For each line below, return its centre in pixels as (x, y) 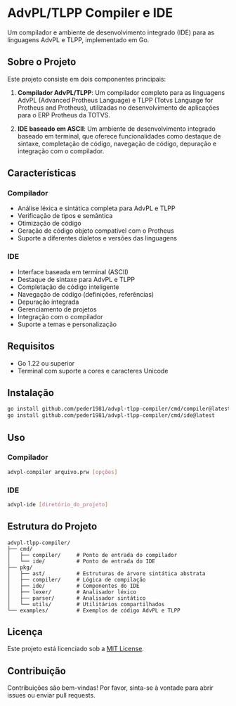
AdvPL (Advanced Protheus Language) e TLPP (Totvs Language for (115, 100)
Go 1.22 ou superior (46, 363)
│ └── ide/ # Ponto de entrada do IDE (81, 561)
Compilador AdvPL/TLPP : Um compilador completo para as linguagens (121, 92)
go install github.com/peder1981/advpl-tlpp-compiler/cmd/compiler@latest (119, 409)
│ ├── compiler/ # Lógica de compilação (77, 579)
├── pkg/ (20, 567)
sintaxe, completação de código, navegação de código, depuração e (117, 143)
